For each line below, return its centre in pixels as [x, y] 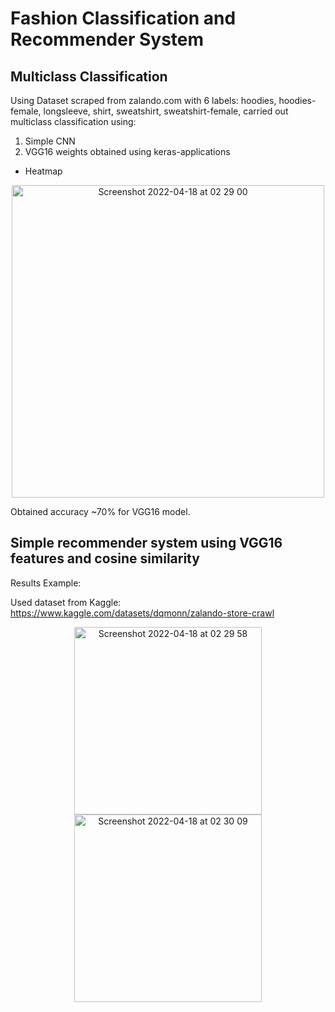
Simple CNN [50, 141]
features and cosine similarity [105, 558]
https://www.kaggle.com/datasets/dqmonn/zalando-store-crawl [142, 613]
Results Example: [46, 583]
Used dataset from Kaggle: [66, 602]
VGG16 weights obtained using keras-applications [127, 151]
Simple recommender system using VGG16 [146, 543]
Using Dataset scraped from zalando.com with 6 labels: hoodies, [143, 100]
